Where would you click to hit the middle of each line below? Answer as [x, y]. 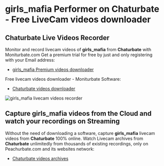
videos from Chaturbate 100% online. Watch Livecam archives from [74, 138]
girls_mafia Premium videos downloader [53, 69]
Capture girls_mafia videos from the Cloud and [78, 114]
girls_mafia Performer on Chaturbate [82, 9]
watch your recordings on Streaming [62, 121]
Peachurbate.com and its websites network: [50, 149]
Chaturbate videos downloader [44, 89]
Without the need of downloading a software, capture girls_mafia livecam [80, 133]
